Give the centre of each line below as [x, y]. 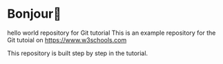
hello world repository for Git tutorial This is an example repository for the [111, 33]
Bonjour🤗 [35, 14]
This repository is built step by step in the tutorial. [78, 53]
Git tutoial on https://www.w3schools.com [67, 39]
